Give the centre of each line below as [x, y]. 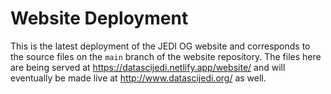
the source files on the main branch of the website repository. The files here [166, 56]
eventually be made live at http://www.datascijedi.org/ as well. [138, 78]
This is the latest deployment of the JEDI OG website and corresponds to [160, 46]
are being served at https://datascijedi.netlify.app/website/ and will [148, 67]
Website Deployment [99, 18]
